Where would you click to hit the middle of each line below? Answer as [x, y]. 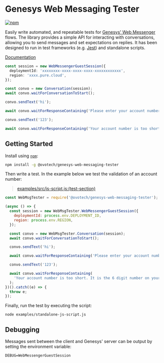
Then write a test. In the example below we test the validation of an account [81, 174]
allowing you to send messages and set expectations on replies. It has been [81, 42]
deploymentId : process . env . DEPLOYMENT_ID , [58, 216]
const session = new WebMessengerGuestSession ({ [55, 66]
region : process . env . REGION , [43, 220]
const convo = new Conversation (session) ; [49, 89]
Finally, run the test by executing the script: [48, 306]
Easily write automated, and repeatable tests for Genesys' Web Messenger [80, 32]
